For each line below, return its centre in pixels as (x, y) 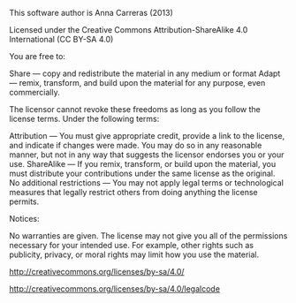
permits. (24, 201)
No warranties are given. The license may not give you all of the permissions (148, 236)
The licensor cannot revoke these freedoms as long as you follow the (135, 109)
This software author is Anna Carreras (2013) (91, 13)
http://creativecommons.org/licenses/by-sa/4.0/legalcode (115, 289)
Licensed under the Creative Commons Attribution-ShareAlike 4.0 (129, 30)
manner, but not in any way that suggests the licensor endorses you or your (147, 155)
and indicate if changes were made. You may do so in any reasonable (136, 145)
